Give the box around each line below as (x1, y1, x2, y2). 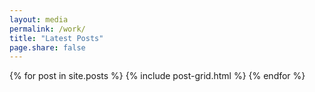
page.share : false (9, 42, 86, 53)
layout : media (9, 14, 69, 25)
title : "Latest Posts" (9, 33, 104, 43)
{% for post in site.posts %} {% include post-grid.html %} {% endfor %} (9, 70, 306, 82)
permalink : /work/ (9, 24, 86, 34)
